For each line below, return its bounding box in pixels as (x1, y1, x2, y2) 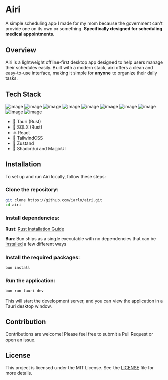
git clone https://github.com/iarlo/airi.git (5, 197, 102, 203)
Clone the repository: (5, 186, 59, 193)
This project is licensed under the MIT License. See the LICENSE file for (5, 364, 154, 370)
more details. (5, 370, 33, 376)
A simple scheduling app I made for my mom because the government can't (5, 20, 163, 26)
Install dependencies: (5, 214, 60, 221)
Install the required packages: (5, 254, 80, 261)
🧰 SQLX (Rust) (12, 124, 43, 130)
